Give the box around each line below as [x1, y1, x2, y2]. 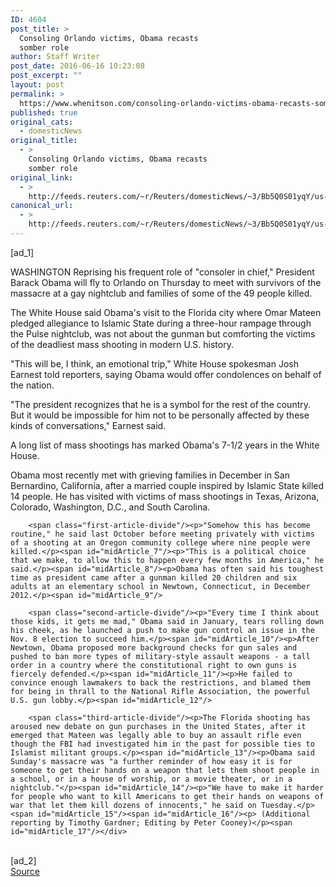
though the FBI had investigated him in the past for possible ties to [10, 739, 315, 749]
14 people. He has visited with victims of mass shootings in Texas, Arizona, [10, 490, 320, 502]
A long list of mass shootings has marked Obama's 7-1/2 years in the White [10, 439, 320, 451]
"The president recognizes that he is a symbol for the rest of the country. [10, 398, 312, 410]
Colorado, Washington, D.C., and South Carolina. [10, 501, 211, 513]
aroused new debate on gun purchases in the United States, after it [10, 721, 307, 731]
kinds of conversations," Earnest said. [10, 419, 167, 431]
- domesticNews [19, 126, 83, 136]
